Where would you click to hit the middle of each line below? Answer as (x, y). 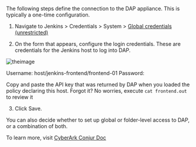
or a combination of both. (37, 126)
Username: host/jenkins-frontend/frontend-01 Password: (75, 73)
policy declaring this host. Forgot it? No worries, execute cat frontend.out (97, 91)
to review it (20, 97)
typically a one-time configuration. (48, 15)
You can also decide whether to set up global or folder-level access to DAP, (98, 120)
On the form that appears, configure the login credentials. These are (98, 44)
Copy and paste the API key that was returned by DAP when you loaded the (98, 84)
